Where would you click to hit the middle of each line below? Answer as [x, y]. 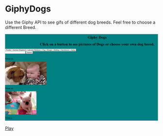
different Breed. [21, 27]
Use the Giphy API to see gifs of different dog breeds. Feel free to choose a [80, 22]
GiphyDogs [28, 9]
